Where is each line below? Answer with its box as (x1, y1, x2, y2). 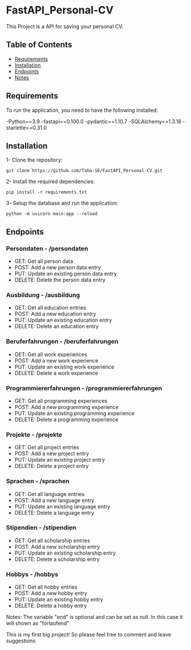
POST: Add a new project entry (14, 450, 89, 457)
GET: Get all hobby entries (14, 583, 77, 591)
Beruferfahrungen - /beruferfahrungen (6, 338, 119, 346)
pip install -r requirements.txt (6, 190, 87, 195)
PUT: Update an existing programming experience (14, 410, 135, 417)
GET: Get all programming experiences (14, 397, 108, 404)
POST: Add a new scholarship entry (14, 543, 100, 550)
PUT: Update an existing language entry (14, 503, 111, 510)
